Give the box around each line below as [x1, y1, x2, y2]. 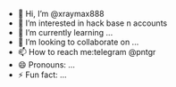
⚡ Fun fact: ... [17, 69, 67, 80]
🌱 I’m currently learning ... [17, 28, 113, 37]
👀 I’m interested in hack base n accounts [17, 18, 168, 28]
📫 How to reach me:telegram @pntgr [17, 47, 156, 57]
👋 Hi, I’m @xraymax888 [17, 9, 105, 19]
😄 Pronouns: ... [17, 59, 76, 70]
